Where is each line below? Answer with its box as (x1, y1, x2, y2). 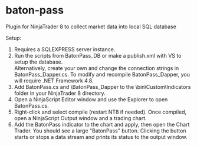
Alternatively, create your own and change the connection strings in (14, 64, 179, 71)
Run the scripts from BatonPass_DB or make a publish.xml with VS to (14, 52, 182, 59)
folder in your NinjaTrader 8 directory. (14, 89, 106, 97)
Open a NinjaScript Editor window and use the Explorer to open (14, 95, 168, 103)
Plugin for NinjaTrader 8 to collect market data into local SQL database (5, 23, 176, 30)
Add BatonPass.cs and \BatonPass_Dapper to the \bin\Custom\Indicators (14, 83, 191, 90)
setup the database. (14, 58, 63, 65)
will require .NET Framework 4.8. (14, 77, 94, 84)
